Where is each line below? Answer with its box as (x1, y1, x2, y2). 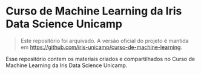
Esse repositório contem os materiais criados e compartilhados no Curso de (5, 55, 195, 62)
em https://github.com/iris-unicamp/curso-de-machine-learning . (20, 44, 183, 51)
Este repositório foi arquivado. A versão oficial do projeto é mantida (20, 37, 189, 44)
